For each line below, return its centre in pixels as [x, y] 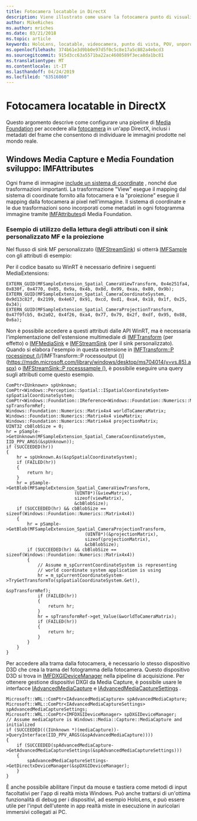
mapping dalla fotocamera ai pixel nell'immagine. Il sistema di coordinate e [96, 201]
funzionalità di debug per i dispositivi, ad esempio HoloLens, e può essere [95, 800]
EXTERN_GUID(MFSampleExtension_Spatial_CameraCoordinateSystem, [86, 294]
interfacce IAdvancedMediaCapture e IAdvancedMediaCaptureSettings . [94, 688]
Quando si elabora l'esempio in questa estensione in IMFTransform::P [90, 349]
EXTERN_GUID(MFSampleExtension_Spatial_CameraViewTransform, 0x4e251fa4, [98, 284]
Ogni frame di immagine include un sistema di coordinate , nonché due [91, 183]
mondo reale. [22, 141]
